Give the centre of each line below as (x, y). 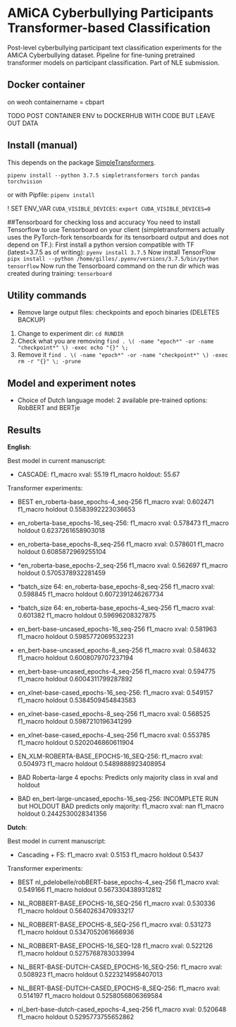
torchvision (25, 182)
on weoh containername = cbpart (56, 102)
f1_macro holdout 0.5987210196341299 (74, 721)
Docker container (46, 85)
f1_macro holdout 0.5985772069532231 (75, 636)
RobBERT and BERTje (49, 408)
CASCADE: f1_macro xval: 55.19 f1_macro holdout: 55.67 (99, 474)
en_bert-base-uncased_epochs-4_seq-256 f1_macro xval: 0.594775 (117, 671)
